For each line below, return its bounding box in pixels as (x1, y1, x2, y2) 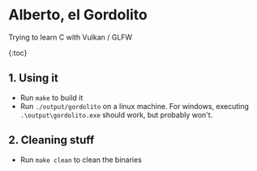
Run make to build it (19, 93, 84, 102)
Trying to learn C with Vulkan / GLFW (8, 32, 133, 42)
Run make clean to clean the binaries (19, 155, 142, 165)
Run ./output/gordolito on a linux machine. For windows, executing (19, 101, 250, 111)
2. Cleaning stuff (8, 133, 95, 147)
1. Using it (8, 71, 58, 85)
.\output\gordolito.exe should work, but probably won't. (19, 110, 213, 119)
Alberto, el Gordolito (8, 6, 148, 24)
